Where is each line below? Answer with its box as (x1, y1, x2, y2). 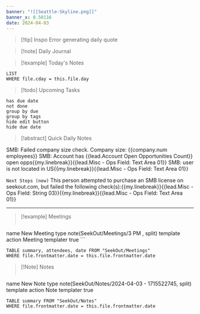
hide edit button (6, 119, 49, 125)
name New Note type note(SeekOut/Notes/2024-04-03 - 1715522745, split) (6, 280, 192, 287)
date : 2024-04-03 (6, 20, 49, 26)
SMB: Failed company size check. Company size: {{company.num (6, 146, 168, 153)
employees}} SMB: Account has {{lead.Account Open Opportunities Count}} (6, 153, 193, 160)
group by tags (6, 114, 42, 120)
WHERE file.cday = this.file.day (6, 76, 89, 82)
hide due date (6, 124, 42, 130)
